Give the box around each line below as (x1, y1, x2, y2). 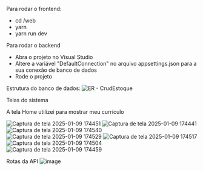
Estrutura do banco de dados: (6, 85, 81, 92)
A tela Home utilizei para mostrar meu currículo (6, 108, 124, 115)
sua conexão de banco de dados (15, 66, 97, 74)
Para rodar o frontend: (6, 5, 62, 12)
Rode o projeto (15, 73, 53, 80)
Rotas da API (6, 158, 38, 165)
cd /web (15, 17, 36, 24)
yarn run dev (15, 30, 47, 37)
